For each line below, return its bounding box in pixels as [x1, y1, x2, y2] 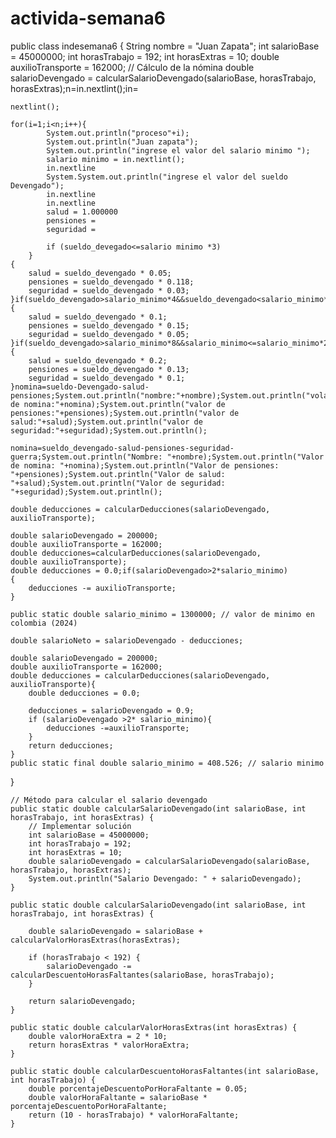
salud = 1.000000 [46, 207, 118, 217]
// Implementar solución [28, 821, 132, 831]
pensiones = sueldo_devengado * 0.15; [28, 320, 190, 331]
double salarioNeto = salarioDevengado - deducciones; [10, 635, 244, 646]
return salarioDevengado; [28, 996, 137, 1006]
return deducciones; [28, 740, 114, 751]
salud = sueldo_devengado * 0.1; [28, 312, 168, 322]
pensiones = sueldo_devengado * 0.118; [28, 277, 195, 287]
